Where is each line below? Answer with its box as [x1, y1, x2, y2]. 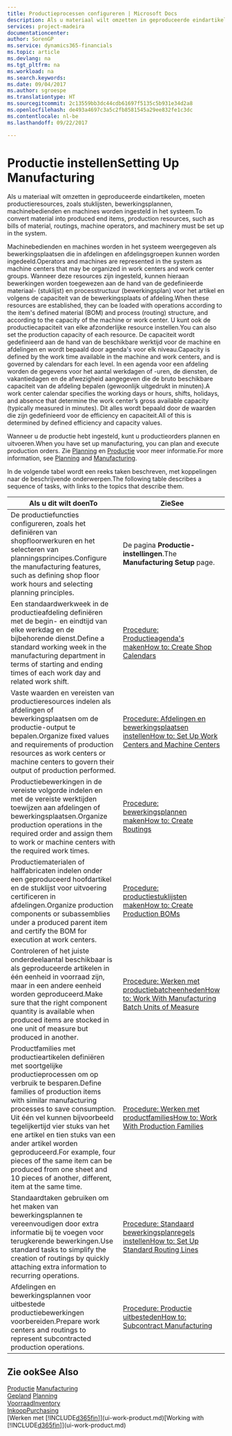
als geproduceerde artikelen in [10, 964, 110, 973]
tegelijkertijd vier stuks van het [10, 1122, 110, 1131]
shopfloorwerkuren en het [10, 536, 95, 546]
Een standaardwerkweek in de [10, 599, 109, 609]
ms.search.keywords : [7, 74, 67, 82]
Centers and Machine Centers [123, 740, 220, 749]
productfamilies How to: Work [123, 1113, 217, 1122]
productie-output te [10, 722, 76, 732]
